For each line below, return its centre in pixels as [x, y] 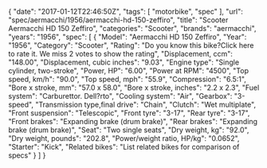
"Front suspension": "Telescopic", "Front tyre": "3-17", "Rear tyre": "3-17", [129, 113]
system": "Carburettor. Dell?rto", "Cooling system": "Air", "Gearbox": [120, 96]
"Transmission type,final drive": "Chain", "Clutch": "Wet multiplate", [146, 104]
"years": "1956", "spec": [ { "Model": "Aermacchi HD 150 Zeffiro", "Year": [128, 37]
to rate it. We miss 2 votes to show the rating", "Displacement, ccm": [121, 54]
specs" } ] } [27, 155]
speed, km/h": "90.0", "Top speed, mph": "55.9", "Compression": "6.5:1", [128, 79]
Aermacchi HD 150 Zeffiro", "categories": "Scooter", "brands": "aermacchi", [132, 28]
